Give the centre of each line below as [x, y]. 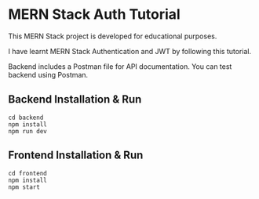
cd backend [26, 118]
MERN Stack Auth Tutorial [94, 14]
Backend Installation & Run [75, 99]
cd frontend [27, 173]
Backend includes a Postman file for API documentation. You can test [120, 66]
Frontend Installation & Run [76, 156]
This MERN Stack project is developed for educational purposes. [113, 36]
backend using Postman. [48, 74]
